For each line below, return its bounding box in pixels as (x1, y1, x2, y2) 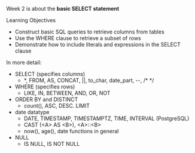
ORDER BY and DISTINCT (14, 96, 78, 103)
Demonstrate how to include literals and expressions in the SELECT (14, 41, 181, 48)
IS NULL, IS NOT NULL (23, 140, 80, 147)
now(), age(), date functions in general (23, 128, 119, 134)
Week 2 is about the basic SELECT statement (6, 5, 120, 12)
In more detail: (6, 59, 42, 66)
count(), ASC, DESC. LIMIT (23, 102, 90, 109)
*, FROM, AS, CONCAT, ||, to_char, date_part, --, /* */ (23, 77, 154, 84)
